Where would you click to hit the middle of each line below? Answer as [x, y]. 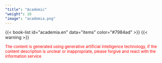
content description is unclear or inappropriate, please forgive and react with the [81, 52]
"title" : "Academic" [26, 9]
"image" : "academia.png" [30, 18]
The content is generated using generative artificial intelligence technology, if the [81, 47]
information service [23, 56]
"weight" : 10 [18, 14]
